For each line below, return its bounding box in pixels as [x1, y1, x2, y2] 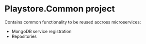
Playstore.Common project [4, 3, 115, 14]
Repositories [11, 33, 37, 39]
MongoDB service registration [11, 28, 72, 34]
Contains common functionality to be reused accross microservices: [4, 19, 141, 25]
